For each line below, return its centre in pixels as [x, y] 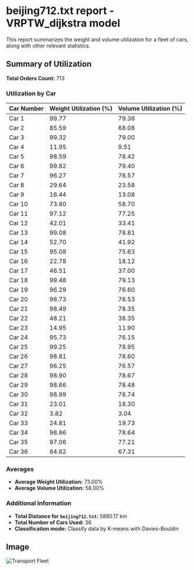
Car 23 [18, 328]
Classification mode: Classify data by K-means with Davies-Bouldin [97, 528]
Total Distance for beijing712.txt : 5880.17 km [71, 516]
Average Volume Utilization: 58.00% [59, 488]
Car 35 [18, 442]
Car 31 [18, 404]
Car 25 [18, 347]
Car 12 [18, 223]
